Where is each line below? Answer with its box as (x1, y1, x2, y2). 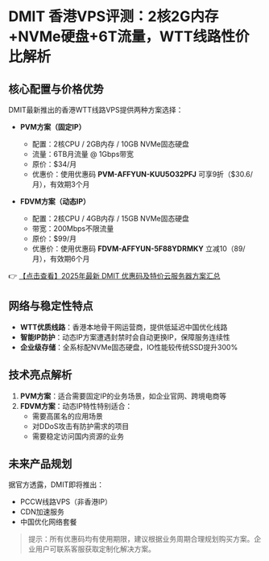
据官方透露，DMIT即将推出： (8, 480, 105, 489)
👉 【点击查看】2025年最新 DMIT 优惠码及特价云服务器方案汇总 (8, 271, 221, 280)
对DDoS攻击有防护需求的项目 (31, 421, 130, 431)
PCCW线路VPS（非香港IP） (19, 497, 113, 507)
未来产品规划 (8, 457, 72, 471)
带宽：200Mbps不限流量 (31, 224, 114, 233)
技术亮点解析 (8, 368, 72, 382)
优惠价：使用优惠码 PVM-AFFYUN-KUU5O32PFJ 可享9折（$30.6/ (31, 170, 254, 179)
